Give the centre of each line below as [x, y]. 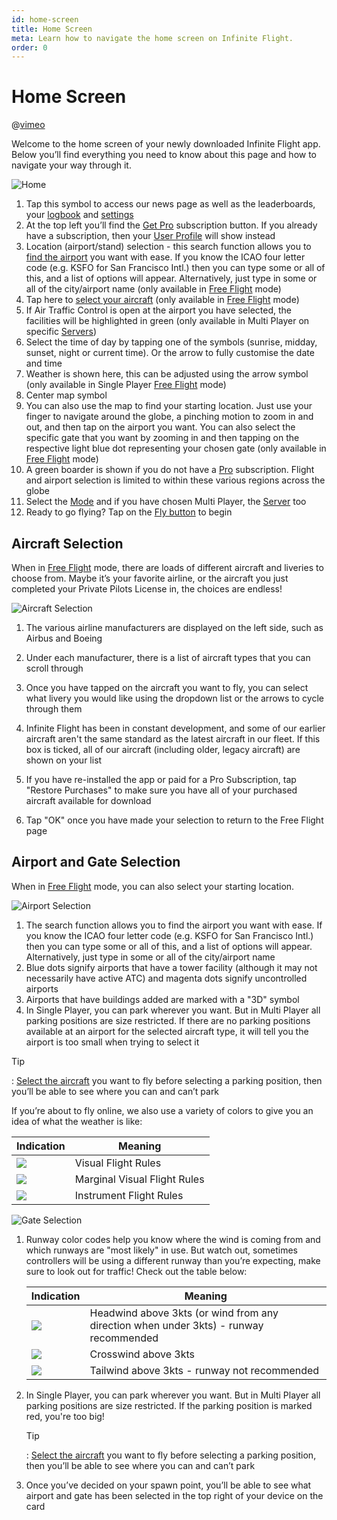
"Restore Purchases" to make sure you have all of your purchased [161, 790]
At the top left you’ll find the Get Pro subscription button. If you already [171, 225]
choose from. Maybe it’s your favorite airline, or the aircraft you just [150, 578]
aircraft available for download [88, 800]
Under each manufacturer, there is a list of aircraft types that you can [168, 657]
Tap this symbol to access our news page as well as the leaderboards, [170, 204]
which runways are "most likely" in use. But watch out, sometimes [162, 1250]
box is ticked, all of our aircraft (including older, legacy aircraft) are [163, 749]
